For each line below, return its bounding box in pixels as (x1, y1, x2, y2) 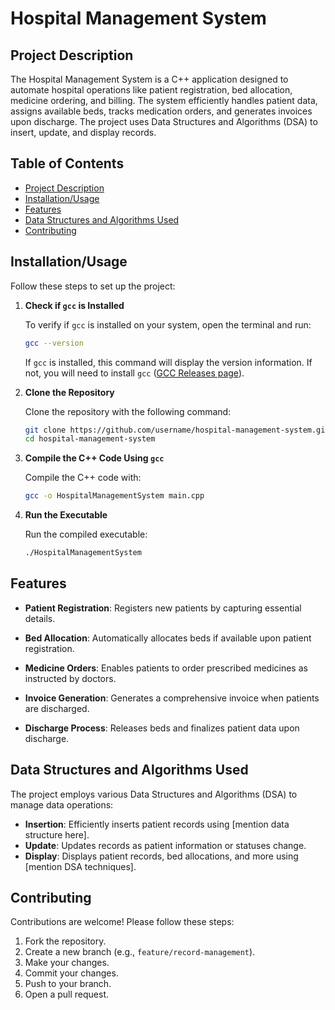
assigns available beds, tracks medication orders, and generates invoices (10, 105, 313, 117)
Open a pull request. (24, 988, 110, 1001)
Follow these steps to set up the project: (10, 280, 176, 292)
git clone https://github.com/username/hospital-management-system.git (24, 425, 330, 435)
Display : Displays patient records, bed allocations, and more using (24, 850, 299, 862)
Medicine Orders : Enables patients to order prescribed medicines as (24, 662, 308, 674)
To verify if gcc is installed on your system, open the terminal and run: (24, 318, 312, 331)
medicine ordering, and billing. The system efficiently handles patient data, (10, 95, 318, 106)
